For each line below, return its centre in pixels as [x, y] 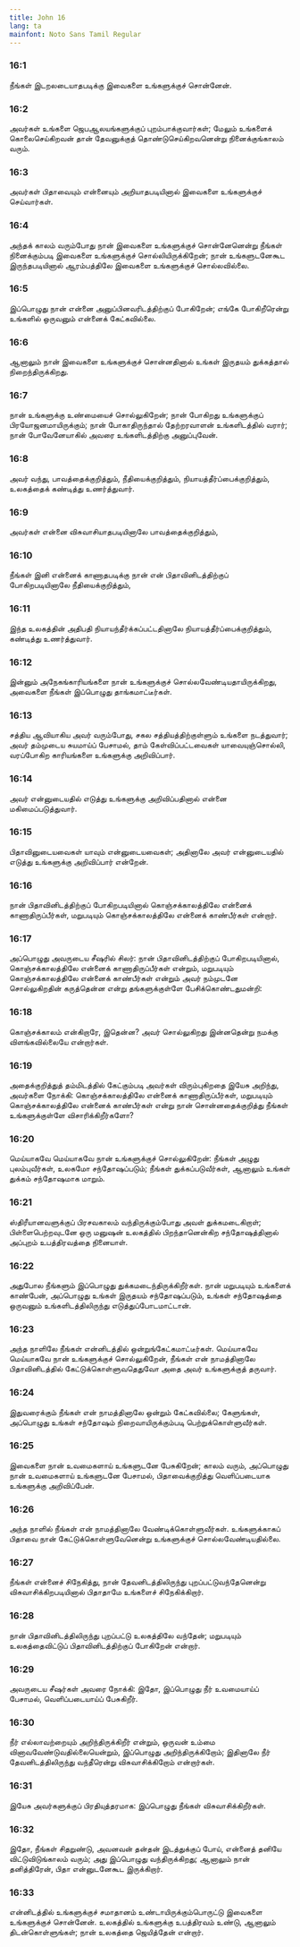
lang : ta [25, 26]
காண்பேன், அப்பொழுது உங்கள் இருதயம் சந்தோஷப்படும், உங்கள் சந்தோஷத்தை [146, 1295]
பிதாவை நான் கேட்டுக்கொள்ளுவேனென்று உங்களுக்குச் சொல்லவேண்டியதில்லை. [145, 1539]
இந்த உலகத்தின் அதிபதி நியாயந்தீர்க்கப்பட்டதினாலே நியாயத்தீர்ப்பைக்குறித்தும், [141, 628]
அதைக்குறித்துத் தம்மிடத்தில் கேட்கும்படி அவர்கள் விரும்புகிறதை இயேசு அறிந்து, [144, 1085]
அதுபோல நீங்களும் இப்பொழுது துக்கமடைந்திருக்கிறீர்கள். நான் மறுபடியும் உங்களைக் [150, 1285]
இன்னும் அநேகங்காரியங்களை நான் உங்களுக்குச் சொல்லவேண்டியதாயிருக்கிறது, [143, 681]
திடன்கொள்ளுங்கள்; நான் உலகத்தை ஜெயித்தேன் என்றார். [106, 1932]
